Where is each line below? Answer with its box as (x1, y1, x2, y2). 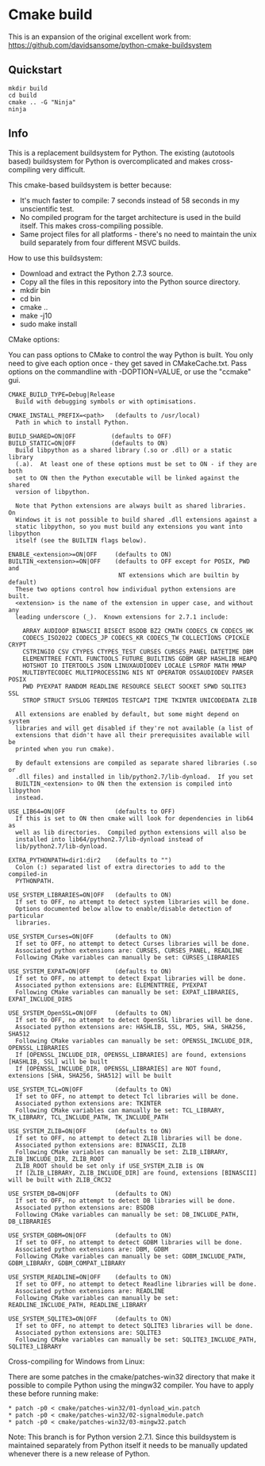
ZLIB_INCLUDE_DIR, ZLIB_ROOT (8, 1155, 105, 1163)
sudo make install (19, 319, 78, 329)
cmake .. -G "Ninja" (8, 98, 77, 106)
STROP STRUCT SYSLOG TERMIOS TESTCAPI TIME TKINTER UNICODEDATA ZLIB (22, 696, 258, 704)
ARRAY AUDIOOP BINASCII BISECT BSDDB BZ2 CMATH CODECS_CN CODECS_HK (22, 627, 254, 635)
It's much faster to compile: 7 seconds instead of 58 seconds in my (19, 195, 240, 205)
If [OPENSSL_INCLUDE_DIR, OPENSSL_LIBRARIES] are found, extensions (15, 1051, 247, 1059)
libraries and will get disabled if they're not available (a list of (15, 724, 254, 732)
